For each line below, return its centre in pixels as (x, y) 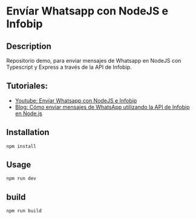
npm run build (24, 211)
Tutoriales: (27, 86)
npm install (21, 146)
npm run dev (21, 179)
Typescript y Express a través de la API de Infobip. (69, 67)
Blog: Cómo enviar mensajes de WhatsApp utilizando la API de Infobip (102, 107)
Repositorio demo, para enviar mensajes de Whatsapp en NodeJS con (94, 61)
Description (29, 46)
